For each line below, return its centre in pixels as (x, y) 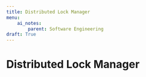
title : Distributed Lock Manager (48, 12)
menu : (13, 18)
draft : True (21, 35)
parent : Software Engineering (66, 29)
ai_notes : (30, 23)
